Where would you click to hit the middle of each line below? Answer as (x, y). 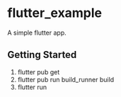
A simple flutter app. (37, 33)
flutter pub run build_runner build (66, 79)
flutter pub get (39, 72)
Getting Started (42, 55)
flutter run (32, 87)
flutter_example (55, 13)
